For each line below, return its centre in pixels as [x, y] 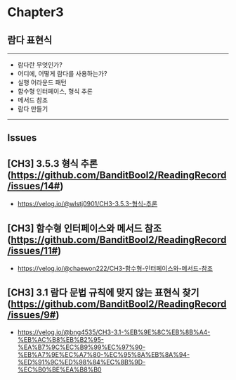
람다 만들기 [33, 109]
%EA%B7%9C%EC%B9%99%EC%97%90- [81, 347]
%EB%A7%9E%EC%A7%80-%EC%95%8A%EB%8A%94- [104, 354]
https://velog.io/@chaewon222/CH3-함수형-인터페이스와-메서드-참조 [115, 269]
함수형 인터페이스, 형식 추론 [55, 91]
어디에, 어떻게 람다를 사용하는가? [62, 74]
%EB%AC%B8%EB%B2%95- [60, 339]
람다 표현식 [30, 40]
